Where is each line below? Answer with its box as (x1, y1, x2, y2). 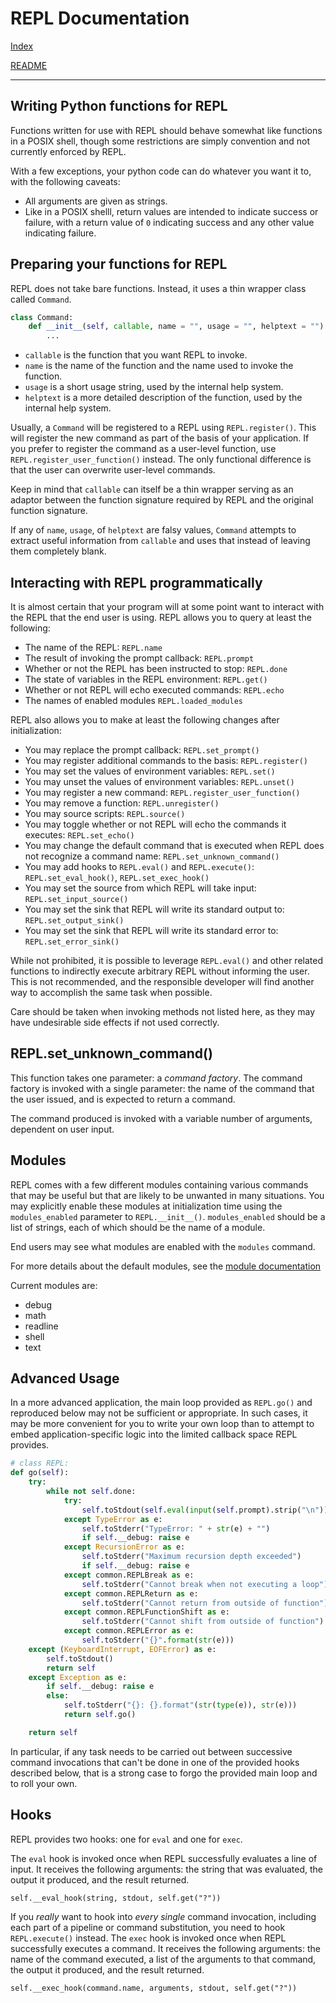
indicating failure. (24, 227, 97, 239)
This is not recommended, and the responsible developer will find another (10, 976, 315, 987)
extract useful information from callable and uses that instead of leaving (10, 535, 311, 547)
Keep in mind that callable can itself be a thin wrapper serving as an (10, 483, 294, 496)
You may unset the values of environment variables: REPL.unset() (24, 776, 295, 787)
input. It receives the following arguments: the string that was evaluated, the (10, 1863, 323, 1875)
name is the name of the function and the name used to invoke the (24, 360, 294, 372)
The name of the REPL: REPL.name (24, 642, 163, 653)
